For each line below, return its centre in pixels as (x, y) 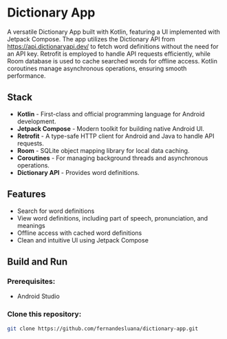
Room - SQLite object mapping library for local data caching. (103, 150)
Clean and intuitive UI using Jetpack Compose (83, 240)
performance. (26, 75)
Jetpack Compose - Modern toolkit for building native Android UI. (111, 128)
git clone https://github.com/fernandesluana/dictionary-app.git (102, 329)
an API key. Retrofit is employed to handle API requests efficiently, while (109, 54)
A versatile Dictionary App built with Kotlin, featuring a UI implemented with (113, 32)
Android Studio (38, 296)
